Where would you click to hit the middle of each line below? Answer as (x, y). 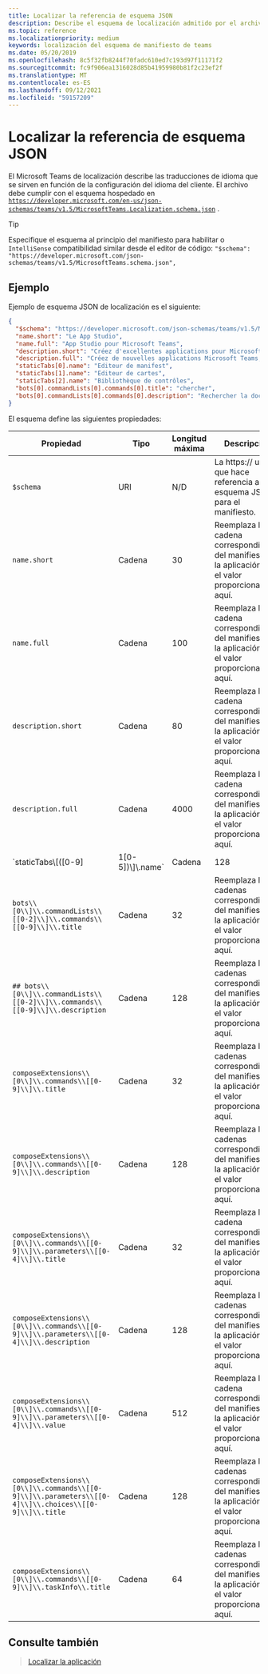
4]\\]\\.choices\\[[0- (55, 1504)
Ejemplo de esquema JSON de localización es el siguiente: (104, 306)
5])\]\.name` (142, 867)
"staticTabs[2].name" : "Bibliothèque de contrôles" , (105, 381)
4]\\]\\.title (39, 1259)
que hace (232, 471)
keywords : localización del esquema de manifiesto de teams (110, 46)
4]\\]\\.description (51, 1342)
